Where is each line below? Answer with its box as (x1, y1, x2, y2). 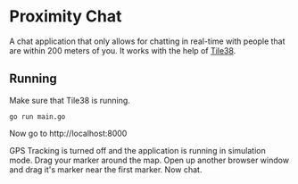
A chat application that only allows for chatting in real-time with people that (9, 36, 286, 46)
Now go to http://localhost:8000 (9, 128, 128, 138)
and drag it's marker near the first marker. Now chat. (9, 163, 203, 175)
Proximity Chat (9, 6, 122, 27)
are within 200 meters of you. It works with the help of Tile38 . (9, 45, 236, 55)
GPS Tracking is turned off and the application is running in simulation (9, 145, 266, 155)
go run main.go (9, 112, 66, 121)
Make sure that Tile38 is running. (9, 95, 131, 105)
